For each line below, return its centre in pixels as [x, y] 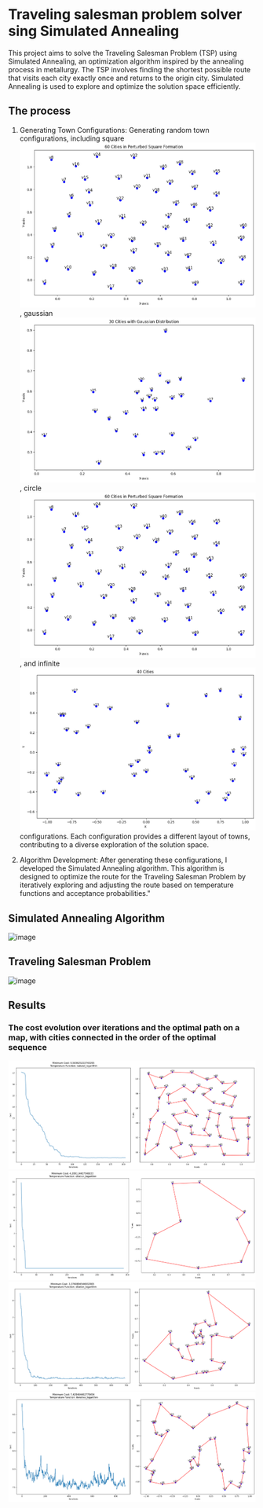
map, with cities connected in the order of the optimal [112, 1037]
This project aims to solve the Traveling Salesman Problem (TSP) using [122, 53]
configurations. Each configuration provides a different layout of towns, [135, 837]
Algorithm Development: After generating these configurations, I [123, 860]
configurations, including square [72, 138]
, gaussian [36, 314]
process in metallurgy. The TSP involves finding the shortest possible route [130, 69]
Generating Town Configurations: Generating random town [114, 130]
